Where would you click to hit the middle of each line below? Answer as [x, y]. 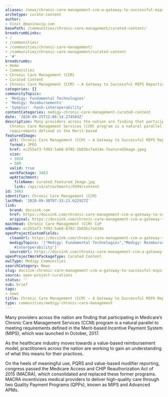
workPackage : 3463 [29, 173]
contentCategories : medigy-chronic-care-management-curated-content [78, 112]
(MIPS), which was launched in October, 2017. [52, 333]
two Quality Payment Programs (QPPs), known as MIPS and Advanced [77, 384]
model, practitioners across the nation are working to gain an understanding [83, 348]
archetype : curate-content [33, 15]
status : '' [16, 280]
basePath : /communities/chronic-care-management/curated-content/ [76, 29]
